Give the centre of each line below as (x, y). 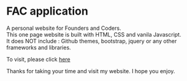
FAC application (48, 11)
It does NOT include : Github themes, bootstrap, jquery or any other (92, 41)
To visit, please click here (38, 59)
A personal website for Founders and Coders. (64, 28)
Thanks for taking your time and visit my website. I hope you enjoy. (91, 71)
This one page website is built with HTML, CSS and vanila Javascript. (94, 34)
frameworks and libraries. (39, 48)
